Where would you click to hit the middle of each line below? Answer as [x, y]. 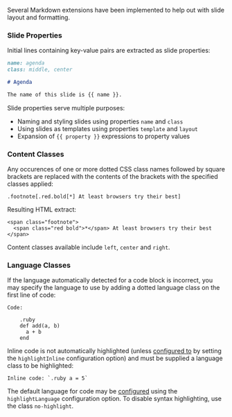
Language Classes [39, 265]
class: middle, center [40, 70]
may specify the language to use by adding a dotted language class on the [114, 288]
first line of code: [32, 295]
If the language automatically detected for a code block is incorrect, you [110, 280]
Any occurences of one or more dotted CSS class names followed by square [116, 169]
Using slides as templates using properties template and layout [108, 128]
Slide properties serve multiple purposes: [66, 108]
